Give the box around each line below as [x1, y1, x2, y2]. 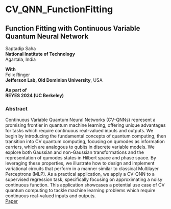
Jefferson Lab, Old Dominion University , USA [5, 77, 103, 83]
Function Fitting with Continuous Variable [5, 24, 140, 33]
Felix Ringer [5, 72, 30, 78]
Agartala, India [5, 56, 36, 62]
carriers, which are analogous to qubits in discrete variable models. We [5, 144, 155, 150]
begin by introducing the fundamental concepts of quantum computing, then [5, 133, 166, 139]
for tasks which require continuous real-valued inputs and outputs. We [5, 128, 154, 134]
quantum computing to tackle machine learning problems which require [5, 188, 156, 194]
